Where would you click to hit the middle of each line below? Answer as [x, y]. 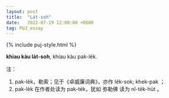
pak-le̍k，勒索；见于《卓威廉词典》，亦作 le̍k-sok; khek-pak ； [90, 82]
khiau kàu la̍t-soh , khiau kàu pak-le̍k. [52, 57]
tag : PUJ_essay [25, 28]
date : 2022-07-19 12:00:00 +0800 [50, 22]
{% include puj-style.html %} [41, 45]
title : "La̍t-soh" [29, 17]
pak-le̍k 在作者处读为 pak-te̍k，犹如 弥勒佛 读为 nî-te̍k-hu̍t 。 [88, 89]
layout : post [22, 12]
